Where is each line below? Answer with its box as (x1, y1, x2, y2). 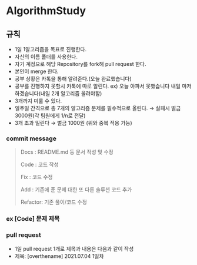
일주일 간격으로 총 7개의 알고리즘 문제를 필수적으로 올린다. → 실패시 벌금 (14, 105, 181, 111)
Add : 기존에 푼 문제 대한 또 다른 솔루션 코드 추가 (20, 186, 132, 193)
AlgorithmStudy (6, 4, 86, 18)
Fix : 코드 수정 (20, 174, 53, 181)
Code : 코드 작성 (20, 161, 59, 168)
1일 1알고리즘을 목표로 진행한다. (14, 46, 87, 52)
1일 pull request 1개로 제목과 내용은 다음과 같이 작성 (14, 245, 134, 252)
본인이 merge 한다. (14, 68, 59, 75)
